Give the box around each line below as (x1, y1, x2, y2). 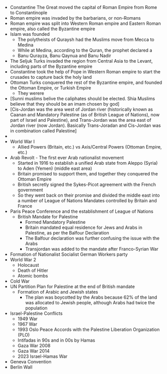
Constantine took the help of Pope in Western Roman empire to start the (10, 69, 161, 75)
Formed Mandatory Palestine (25, 219, 86, 225)
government (17, 187, 44, 193)
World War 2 (10, 257, 36, 262)
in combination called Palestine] (10, 128, 77, 133)
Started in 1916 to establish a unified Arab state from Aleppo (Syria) (17, 160, 158, 166)
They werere (17, 90, 45, 96)
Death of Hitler (17, 267, 49, 273)
